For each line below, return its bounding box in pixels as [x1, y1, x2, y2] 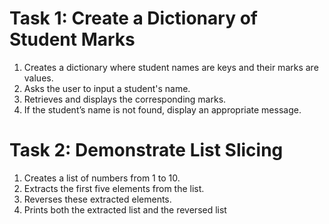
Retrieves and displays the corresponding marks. [23, 93, 227, 105]
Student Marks [9, 28, 136, 51]
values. [23, 72, 54, 84]
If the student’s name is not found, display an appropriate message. [23, 103, 302, 116]
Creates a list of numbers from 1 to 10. [23, 172, 181, 184]
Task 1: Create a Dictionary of [9, 7, 258, 30]
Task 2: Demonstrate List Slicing [9, 139, 284, 162]
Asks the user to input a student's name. [23, 82, 191, 94]
